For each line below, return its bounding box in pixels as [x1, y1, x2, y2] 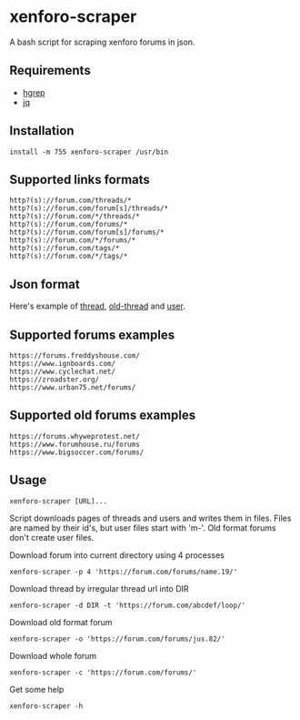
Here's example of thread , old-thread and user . [9, 300, 186, 311]
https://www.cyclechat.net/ [9, 367, 116, 376]
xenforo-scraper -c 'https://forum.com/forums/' [9, 667, 197, 677]
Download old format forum [9, 616, 113, 627]
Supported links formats [9, 171, 150, 188]
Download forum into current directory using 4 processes [9, 549, 225, 561]
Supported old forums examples [9, 408, 196, 423]
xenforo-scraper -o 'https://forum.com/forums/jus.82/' [9, 634, 225, 644]
